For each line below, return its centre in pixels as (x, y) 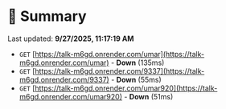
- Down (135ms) (138, 63)
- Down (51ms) (148, 96)
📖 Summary (47, 16)
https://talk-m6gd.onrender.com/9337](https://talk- (120, 71)
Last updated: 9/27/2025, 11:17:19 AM (71, 38)
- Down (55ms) (136, 79)
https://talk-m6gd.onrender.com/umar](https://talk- (120, 54)
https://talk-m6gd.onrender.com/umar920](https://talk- (126, 88)
